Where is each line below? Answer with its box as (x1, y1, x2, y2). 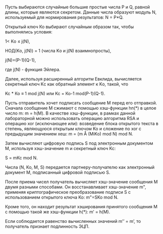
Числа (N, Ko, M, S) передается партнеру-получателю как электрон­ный (5, 165, 155, 170)
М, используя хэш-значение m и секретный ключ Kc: (5, 146, 116, 151)
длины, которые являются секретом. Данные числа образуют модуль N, (5, 9, 157, 15)
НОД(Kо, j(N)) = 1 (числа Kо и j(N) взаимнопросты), (5, 48, 111, 53)
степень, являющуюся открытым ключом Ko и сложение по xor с (5, 126, 142, 132)
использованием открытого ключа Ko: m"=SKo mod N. (5, 194, 119, 200)
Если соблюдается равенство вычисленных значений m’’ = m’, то (5, 218, 141, 224)
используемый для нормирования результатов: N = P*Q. (5, 15, 124, 20)
